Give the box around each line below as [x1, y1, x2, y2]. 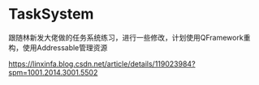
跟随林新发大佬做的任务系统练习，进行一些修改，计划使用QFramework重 [8, 32, 251, 42]
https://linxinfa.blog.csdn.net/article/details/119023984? [8, 58, 196, 69]
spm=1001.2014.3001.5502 [8, 67, 98, 77]
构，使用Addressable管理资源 [8, 42, 108, 53]
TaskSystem [8, 5, 94, 23]
